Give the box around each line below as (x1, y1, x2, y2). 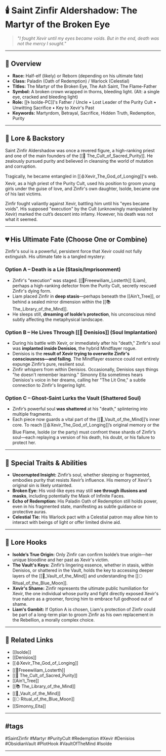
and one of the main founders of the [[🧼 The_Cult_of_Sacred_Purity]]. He (5, 153, 153, 159)
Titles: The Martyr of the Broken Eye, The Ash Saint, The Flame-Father (12, 83, 157, 89)
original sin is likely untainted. (12, 483, 73, 489)
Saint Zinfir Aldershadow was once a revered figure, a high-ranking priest (5, 147, 155, 153)
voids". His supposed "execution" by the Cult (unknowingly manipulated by (5, 205, 158, 212)
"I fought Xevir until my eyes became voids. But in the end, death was (17, 35, 160, 41)
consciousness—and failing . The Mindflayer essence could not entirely (12, 356, 160, 362)
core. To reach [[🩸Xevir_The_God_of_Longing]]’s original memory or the (12, 422, 160, 428)
